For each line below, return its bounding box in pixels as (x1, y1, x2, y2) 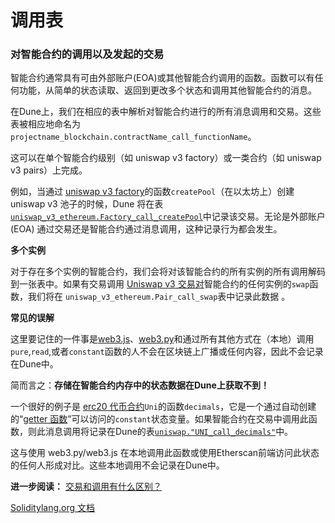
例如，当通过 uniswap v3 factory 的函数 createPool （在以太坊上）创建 (10, 186, 295, 198)
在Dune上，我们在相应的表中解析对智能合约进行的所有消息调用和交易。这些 (10, 106, 322, 118)
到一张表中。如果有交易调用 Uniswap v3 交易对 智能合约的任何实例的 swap (10, 278, 310, 290)
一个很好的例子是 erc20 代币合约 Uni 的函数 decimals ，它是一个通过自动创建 (10, 401, 317, 413)
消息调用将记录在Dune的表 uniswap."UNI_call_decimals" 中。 (44, 426, 294, 438)
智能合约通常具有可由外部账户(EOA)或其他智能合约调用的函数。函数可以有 (10, 72, 315, 84)
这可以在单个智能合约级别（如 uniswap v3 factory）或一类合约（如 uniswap (10, 152, 322, 164)
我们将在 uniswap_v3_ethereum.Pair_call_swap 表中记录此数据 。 (27, 291, 291, 303)
